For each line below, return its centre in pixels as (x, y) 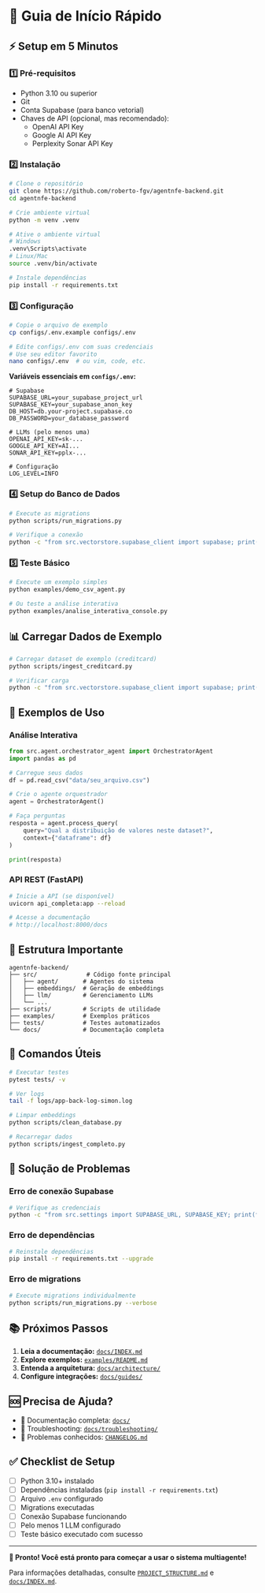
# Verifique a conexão (46, 535)
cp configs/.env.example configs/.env (72, 332)
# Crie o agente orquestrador (59, 795)
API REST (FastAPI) (46, 880)
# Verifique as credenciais (55, 1208)
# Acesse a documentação (50, 918)
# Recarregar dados (41, 1137)
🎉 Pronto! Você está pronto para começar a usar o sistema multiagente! (128, 1557)
